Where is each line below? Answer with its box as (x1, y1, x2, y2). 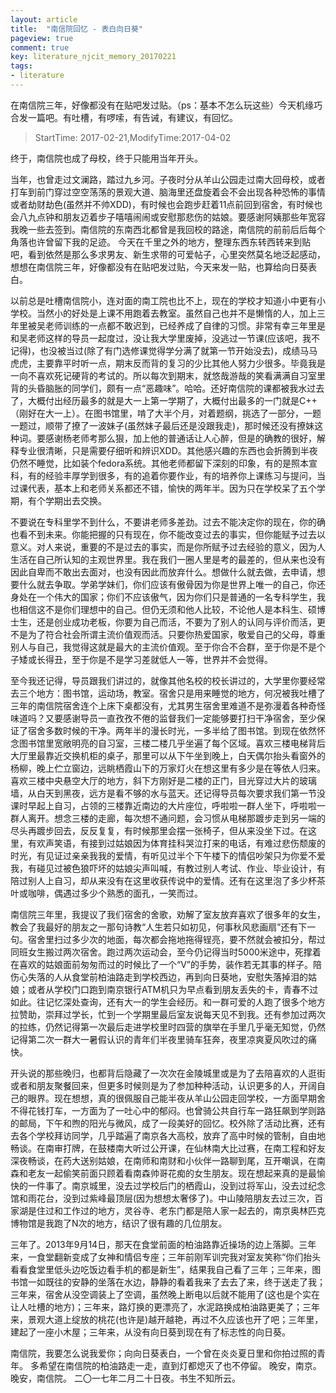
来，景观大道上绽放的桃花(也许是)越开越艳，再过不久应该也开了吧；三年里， (10, 1313, 324, 1325)
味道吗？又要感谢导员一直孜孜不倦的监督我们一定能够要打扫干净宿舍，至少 (10, 712, 317, 724)
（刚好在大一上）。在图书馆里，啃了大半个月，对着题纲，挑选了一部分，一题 (10, 407, 322, 419)
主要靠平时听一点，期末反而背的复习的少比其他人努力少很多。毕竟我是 (36, 357, 326, 369)
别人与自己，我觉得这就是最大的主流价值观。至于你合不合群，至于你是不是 (10, 641, 317, 653)
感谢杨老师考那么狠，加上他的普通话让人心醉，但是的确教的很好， (44, 432, 317, 444)
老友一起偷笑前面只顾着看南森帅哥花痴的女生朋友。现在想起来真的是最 (27, 1167, 317, 1179)
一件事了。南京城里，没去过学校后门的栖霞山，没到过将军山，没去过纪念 (27, 1179, 326, 1191)
